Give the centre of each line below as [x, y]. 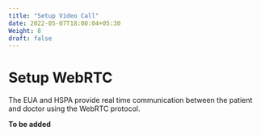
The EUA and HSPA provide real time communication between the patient [130, 100]
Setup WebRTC [61, 78]
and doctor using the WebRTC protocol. [74, 108]
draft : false [30, 38]
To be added [29, 125]
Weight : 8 [25, 31]
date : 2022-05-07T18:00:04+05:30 [65, 23]
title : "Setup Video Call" [54, 16]
